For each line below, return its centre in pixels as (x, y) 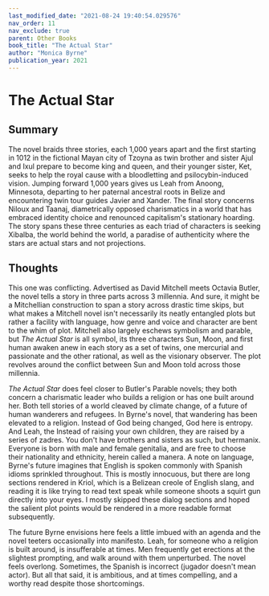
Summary (33, 130)
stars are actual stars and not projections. (77, 243)
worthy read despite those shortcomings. (76, 583)
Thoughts (33, 269)
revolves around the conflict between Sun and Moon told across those (124, 364)
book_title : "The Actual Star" (61, 46)
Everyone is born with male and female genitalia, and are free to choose (127, 448)
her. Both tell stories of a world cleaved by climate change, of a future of (128, 406)
